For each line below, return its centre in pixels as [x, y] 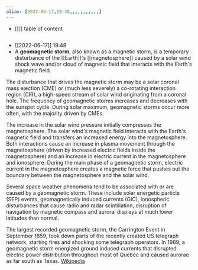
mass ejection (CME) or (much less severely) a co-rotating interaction [91, 88]
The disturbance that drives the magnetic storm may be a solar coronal [92, 82]
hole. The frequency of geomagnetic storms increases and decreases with [97, 101]
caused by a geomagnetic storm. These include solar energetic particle [93, 192]
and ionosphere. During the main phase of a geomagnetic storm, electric [95, 162]
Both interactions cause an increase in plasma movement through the [91, 143]
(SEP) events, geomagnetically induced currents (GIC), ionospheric [88, 199]
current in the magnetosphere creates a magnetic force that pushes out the [98, 169]
